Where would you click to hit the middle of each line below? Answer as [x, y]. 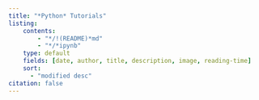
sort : [32, 69]
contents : [40, 31]
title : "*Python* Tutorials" [57, 16]
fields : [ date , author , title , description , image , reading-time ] [137, 61]
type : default [47, 53]
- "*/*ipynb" [59, 46]
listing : [23, 23]
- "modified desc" [61, 76]
